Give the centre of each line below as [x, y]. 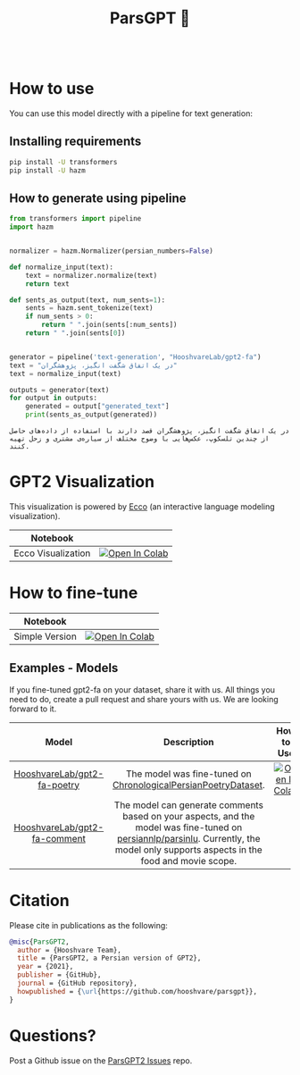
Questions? [53, 1035]
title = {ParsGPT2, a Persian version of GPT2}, [109, 958]
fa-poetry [59, 785]
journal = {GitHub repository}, [78, 983]
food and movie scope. [189, 861]
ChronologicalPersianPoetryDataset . [188, 785]
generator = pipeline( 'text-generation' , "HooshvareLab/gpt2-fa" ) [135, 357]
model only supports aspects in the [189, 850]
